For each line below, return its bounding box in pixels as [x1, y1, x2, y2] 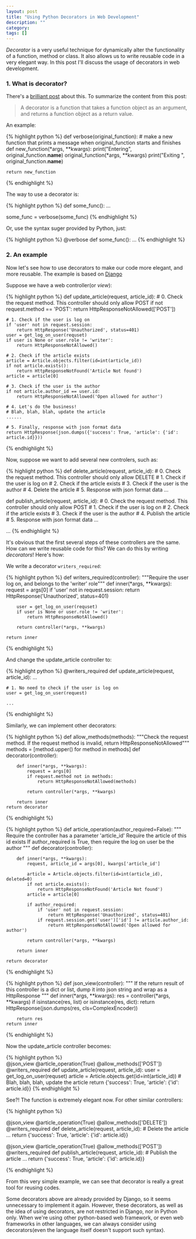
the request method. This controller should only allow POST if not [6, 299, 163, 306]
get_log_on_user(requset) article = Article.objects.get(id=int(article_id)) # [6, 1072, 182, 1079]
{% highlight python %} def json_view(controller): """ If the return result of [6, 979, 184, 986]
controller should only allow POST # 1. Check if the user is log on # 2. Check [6, 504, 190, 511]
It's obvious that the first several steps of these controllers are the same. [6, 539, 181, 546]
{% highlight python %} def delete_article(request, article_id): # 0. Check [6, 467, 181, 474]
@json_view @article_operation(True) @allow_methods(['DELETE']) [6, 1118, 167, 1126]
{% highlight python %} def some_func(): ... [6, 202, 111, 209]
